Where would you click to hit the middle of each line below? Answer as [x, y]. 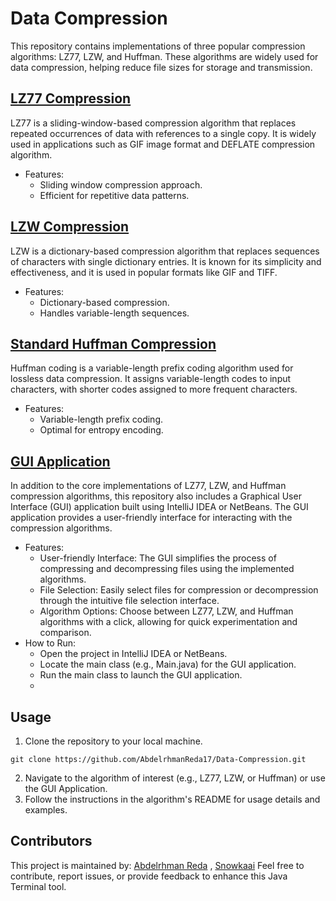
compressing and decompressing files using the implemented [167, 569]
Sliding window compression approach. [121, 184]
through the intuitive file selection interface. [129, 601]
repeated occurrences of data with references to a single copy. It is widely [163, 133]
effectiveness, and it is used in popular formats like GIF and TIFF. [144, 272]
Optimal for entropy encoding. [101, 430]
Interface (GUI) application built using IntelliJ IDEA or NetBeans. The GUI [159, 507]
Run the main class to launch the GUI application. [141, 675]
